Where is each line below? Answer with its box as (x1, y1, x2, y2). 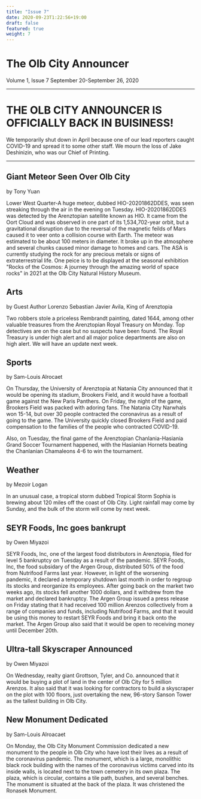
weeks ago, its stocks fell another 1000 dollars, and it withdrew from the (6, 589, 184, 596)
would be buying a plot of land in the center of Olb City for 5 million (6, 678, 172, 685)
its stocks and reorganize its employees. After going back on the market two (6, 582, 194, 589)
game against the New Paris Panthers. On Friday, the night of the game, (6, 397, 183, 405)
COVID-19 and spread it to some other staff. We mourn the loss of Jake (6, 142, 181, 149)
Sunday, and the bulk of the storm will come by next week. (6, 505, 151, 513)
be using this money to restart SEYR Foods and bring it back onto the (6, 614, 176, 621)
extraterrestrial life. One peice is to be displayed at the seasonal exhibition (6, 256, 189, 264)
